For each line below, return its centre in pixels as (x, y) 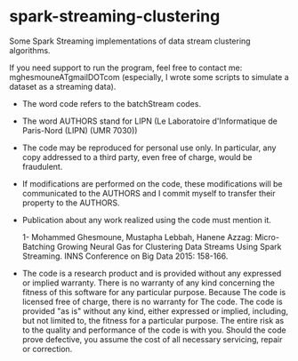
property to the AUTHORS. (71, 203)
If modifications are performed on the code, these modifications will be (152, 183)
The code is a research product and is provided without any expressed (152, 273)
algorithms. (30, 50)
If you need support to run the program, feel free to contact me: (126, 68)
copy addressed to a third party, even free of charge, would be (137, 156)
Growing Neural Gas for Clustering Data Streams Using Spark (169, 246)
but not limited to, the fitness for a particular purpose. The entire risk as (153, 320)
